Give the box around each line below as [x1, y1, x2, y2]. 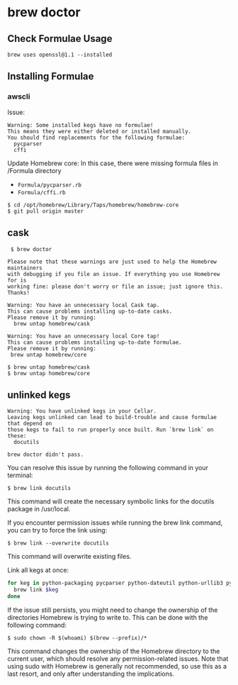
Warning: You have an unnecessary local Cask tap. [7, 301, 160, 308]
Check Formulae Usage [7, 33, 113, 45]
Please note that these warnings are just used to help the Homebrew [7, 258, 217, 265]
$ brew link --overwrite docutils [7, 540, 110, 547]
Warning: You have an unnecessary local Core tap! [7, 333, 160, 340]
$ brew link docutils [7, 485, 72, 492]
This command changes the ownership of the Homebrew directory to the [7, 647, 220, 655]
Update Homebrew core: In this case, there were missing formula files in [7, 159, 218, 167]
